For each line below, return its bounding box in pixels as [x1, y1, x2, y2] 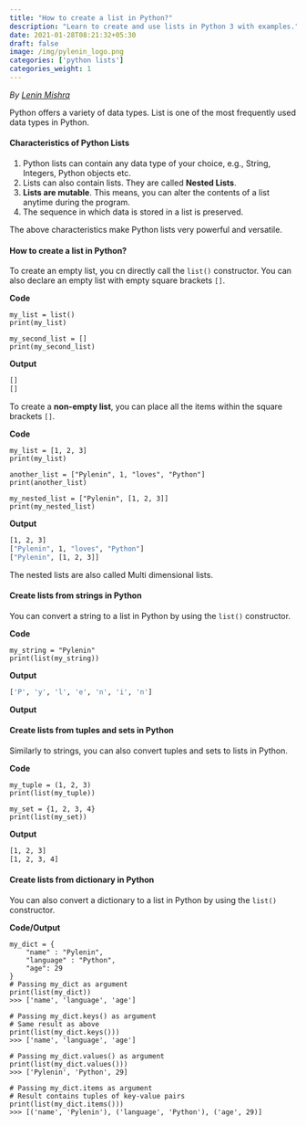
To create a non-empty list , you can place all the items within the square [9, 401, 283, 412]
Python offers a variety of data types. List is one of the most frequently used [9, 107, 296, 118]
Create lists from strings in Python [9, 590, 143, 601]
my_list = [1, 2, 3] [9, 447, 88, 456]
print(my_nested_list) [9, 502, 96, 511]
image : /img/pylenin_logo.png [9, 47, 125, 57]
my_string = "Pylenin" [9, 646, 96, 655]
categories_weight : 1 [9, 65, 92, 74]
